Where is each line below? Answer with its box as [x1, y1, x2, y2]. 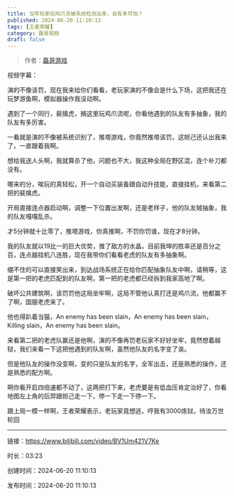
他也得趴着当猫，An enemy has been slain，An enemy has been [7, 313, 192, 321]
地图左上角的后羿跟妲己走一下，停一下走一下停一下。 [7, 392, 160, 400]
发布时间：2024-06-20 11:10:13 [7, 481, 97, 490]
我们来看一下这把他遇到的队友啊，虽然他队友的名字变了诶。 [19, 345, 190, 353]
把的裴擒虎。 [7, 189, 44, 197]
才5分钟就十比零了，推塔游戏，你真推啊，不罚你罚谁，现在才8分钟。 [7, 227, 204, 236]
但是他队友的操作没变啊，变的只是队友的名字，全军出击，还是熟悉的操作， [7, 360, 221, 368]
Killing [7, 322, 26, 330]
